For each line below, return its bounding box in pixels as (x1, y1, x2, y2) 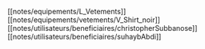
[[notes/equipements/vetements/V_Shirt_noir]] (7, 15, 161, 24)
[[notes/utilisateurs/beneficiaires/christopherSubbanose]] (7, 24, 198, 32)
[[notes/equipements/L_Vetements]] (7, 7, 127, 16)
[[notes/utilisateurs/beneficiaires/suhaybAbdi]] (7, 32, 162, 41)
